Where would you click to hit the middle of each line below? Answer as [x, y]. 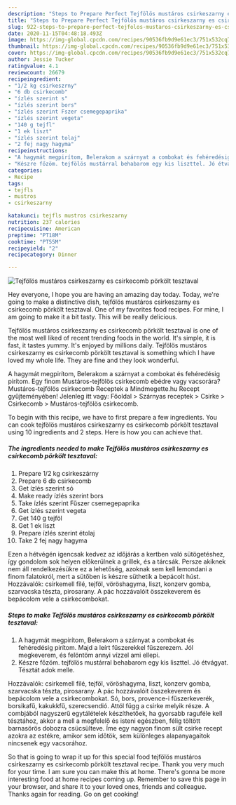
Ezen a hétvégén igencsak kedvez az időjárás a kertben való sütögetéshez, [117, 554]
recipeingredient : [35, 79]
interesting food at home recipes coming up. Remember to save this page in [117, 779]
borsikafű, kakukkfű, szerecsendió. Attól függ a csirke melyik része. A [109, 706]
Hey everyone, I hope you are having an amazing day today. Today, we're [114, 295]
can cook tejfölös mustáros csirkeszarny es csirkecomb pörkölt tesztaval [113, 425]
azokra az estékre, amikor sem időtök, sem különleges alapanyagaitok [109, 736]
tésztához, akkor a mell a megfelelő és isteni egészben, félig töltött [104, 721]
